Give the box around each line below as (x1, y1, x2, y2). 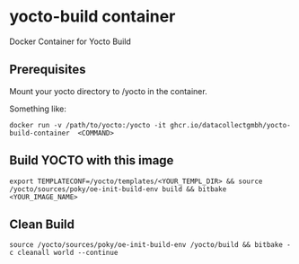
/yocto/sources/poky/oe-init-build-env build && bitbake (9, 184, 227, 194)
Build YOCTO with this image (9, 153, 174, 168)
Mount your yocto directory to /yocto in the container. (9, 85, 208, 96)
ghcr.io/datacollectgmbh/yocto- (170, 120, 292, 129)
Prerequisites (9, 62, 86, 77)
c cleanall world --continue (9, 249, 119, 258)
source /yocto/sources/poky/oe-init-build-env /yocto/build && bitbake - (9, 241, 292, 250)
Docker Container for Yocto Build (9, 36, 132, 47)
